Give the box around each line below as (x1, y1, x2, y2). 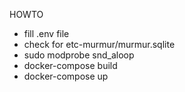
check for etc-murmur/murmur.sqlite (23, 39, 176, 50)
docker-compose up (23, 70, 109, 82)
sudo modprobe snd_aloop (23, 49, 135, 61)
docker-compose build (23, 60, 118, 71)
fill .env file (23, 28, 70, 39)
